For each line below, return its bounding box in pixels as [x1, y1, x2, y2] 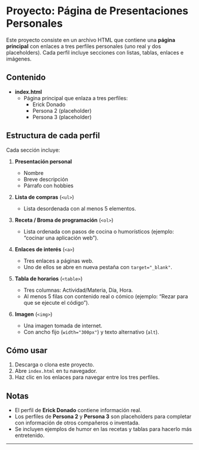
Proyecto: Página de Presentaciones [6, 4, 188, 18]
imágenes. [6, 55, 32, 62]
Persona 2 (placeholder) [32, 107, 92, 114]
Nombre [23, 169, 44, 176]
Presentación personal [14, 158, 72, 165]
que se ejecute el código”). [23, 299, 90, 306]
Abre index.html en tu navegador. [14, 368, 98, 375]
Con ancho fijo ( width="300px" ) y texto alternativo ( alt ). [23, 328, 159, 336]
